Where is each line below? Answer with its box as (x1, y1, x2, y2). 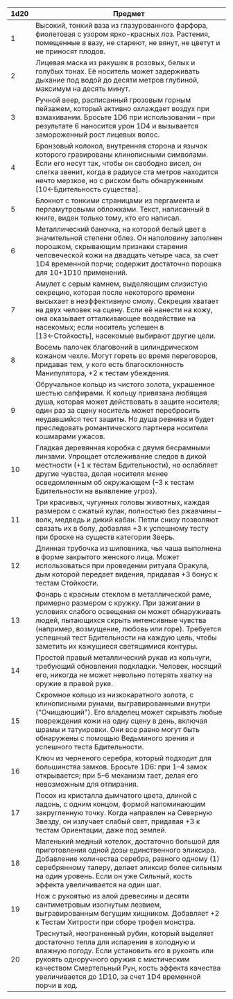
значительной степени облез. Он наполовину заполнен (35, 233, 223, 242)
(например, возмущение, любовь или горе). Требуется (35, 624, 222, 633)
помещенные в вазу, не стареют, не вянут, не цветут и (35, 38, 221, 47)
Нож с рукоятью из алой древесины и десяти (35, 891, 189, 900)
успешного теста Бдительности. (35, 742, 144, 751)
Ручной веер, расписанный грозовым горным (35, 95, 191, 105)
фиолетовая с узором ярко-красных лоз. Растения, (35, 29, 210, 39)
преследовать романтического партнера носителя (35, 423, 209, 432)
